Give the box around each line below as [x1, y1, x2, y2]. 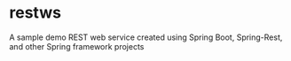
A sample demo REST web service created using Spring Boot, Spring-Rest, [9, 32, 283, 42]
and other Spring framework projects [9, 41, 145, 51]
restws [9, 3, 62, 23]
